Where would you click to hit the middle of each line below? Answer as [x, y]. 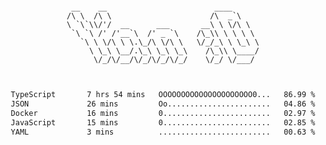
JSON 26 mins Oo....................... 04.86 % [163, 104]
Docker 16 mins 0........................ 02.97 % [163, 113]
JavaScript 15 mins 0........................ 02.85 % [163, 122]
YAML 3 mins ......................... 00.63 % [163, 132]
